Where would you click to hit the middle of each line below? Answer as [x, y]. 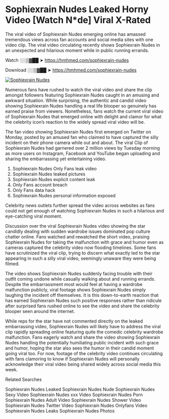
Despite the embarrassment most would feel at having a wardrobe [74, 284]
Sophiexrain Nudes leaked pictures [49, 174]
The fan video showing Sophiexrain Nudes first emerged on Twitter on [78, 132]
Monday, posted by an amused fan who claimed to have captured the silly [82, 137]
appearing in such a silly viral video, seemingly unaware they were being [81, 258]
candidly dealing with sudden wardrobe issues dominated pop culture [78, 231]
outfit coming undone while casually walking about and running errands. [80, 279]
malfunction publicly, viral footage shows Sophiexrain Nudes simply [76, 290]
